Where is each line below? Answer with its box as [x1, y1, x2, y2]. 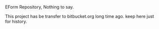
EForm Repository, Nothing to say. [5, 4, 74, 10]
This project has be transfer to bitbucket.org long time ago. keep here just [5, 14, 155, 19]
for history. [5, 19, 27, 24]
